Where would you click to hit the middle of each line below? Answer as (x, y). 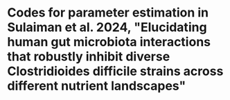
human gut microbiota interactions (109, 42)
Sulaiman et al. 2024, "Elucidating (107, 27)
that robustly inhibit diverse (89, 57)
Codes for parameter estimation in (108, 13)
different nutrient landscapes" (97, 86)
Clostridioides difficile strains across (115, 71)
